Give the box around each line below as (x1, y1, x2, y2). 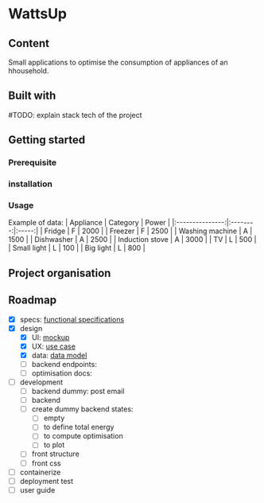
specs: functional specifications (19, 314, 125, 324)
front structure (31, 449, 80, 458)
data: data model (31, 350, 87, 360)
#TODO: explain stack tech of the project (8, 110, 142, 119)
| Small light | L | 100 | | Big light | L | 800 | (8, 244, 146, 253)
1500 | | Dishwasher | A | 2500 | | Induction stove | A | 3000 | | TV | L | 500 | (8, 235, 257, 244)
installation (8, 178, 53, 189)
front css (31, 458, 61, 468)
